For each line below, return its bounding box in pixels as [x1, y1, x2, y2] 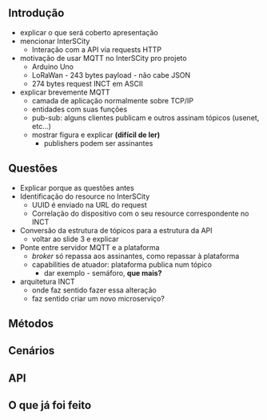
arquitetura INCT [19, 277, 76, 286]
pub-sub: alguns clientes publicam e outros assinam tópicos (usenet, [31, 112, 260, 123]
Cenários [8, 344, 55, 357]
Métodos [8, 317, 54, 331]
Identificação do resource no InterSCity [19, 192, 150, 201]
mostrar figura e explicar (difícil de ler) [31, 130, 161, 139]
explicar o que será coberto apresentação [19, 27, 158, 37]
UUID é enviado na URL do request [31, 200, 148, 209]
